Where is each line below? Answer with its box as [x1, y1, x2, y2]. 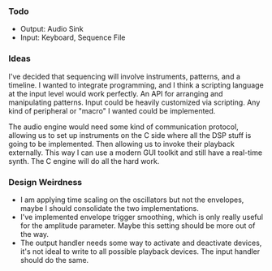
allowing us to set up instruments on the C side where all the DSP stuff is [8, 130, 252, 140]
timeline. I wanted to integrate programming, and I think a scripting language [8, 80, 264, 90]
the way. [19, 229, 50, 239]
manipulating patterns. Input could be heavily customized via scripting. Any [8, 97, 261, 107]
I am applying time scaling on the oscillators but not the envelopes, [19, 195, 244, 204]
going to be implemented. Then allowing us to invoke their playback [8, 139, 235, 148]
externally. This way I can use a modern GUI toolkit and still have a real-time [8, 148, 262, 157]
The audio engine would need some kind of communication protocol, [8, 122, 240, 131]
